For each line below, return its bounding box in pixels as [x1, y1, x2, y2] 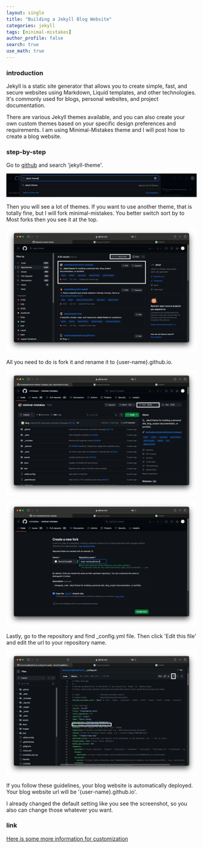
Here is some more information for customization [6, 835, 129, 842]
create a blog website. [6, 133, 62, 140]
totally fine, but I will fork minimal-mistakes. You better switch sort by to [6, 209, 185, 217]
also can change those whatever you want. [6, 806, 114, 814]
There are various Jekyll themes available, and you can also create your [6, 114, 185, 121]
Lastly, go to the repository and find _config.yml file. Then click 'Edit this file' [6, 632, 196, 639]
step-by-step [6, 148, 47, 157]
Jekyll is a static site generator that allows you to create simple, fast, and [6, 82, 187, 90]
